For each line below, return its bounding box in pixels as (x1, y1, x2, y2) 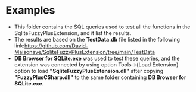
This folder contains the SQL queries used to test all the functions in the (14, 23, 191, 30)
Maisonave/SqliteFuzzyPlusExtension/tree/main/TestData (14, 48, 155, 55)
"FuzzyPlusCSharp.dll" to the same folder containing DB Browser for (14, 74, 186, 81)
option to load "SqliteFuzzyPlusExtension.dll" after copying (14, 67, 164, 74)
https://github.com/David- (24, 42, 89, 49)
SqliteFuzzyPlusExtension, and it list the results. (14, 29, 132, 36)
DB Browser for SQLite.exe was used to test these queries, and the (14, 55, 180, 62)
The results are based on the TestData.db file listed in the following (14, 36, 180, 43)
